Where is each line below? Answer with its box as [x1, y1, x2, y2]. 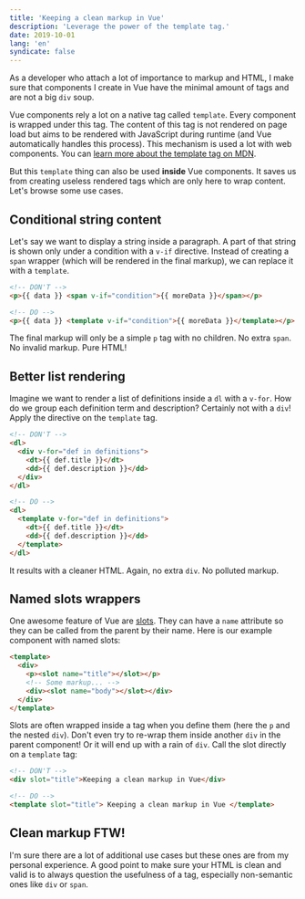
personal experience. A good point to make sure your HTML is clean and [9, 859, 282, 870]
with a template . [9, 265, 70, 276]
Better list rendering [9, 369, 126, 384]
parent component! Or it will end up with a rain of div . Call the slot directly [9, 739, 287, 750]
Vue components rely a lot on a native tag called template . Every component [9, 110, 297, 120]
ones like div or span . [9, 878, 89, 890]
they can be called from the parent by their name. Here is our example [9, 625, 273, 636]
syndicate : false [9, 47, 76, 57]
